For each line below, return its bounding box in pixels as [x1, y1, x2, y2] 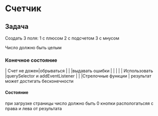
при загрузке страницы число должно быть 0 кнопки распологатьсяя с [5, 100, 154, 106]
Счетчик [5, 3, 42, 14]
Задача [5, 22, 29, 31]
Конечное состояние [5, 57, 57, 63]
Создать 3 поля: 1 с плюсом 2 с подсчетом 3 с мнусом [5, 35, 120, 41]
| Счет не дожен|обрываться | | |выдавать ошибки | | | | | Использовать [5, 68, 153, 74]
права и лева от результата [5, 105, 62, 111]
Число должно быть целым [5, 45, 62, 50]
